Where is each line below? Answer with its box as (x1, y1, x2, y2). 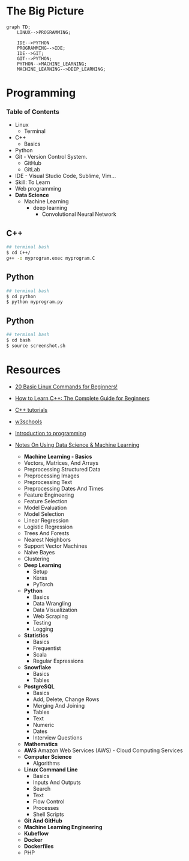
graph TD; (6, 24, 31, 30)
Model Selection (23, 510, 65, 518)
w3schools (14, 418, 43, 425)
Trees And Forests (23, 529, 70, 536)
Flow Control (32, 798, 65, 805)
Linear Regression (23, 516, 69, 524)
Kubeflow (23, 830, 49, 837)
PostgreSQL (23, 682, 55, 690)
